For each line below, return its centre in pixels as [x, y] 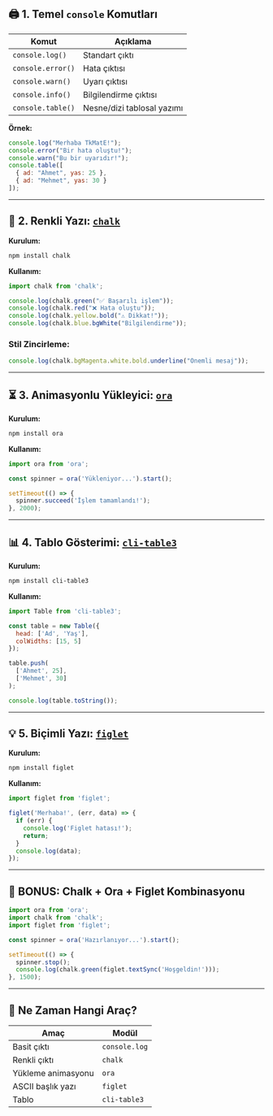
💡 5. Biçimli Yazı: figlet [69, 734]
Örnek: [20, 128]
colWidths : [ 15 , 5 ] [49, 641]
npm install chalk [39, 255]
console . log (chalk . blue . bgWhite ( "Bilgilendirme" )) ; [97, 324]
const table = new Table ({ [54, 626]
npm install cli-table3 [49, 581]
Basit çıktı [31, 1046]
